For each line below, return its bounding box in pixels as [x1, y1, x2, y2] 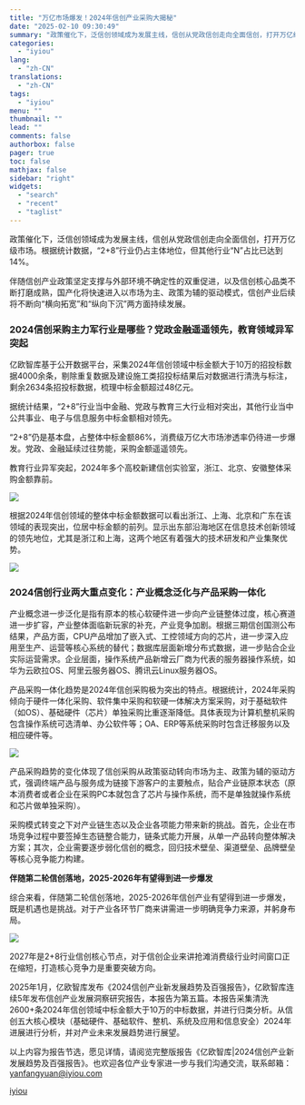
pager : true [9, 148, 54, 157]
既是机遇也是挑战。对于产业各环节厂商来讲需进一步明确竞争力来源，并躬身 [9, 903, 288, 914]
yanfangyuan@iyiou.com [9, 1068, 103, 1079]
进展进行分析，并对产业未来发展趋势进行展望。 [9, 1027, 184, 1038]
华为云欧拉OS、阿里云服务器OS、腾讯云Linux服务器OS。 [9, 665, 222, 676]
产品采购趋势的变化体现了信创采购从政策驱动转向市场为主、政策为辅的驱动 [9, 766, 288, 777]
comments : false [9, 132, 71, 141]
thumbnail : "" [9, 114, 64, 123]
